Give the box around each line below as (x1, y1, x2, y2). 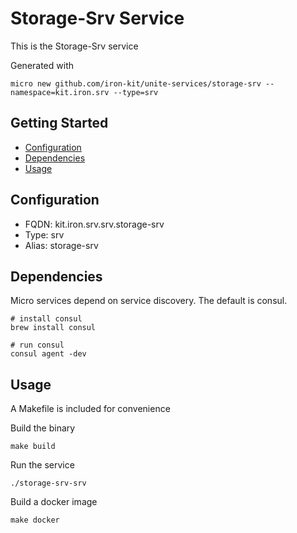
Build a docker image (10, 496, 98, 508)
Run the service (10, 459, 75, 471)
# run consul (10, 340, 65, 351)
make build (10, 442, 56, 452)
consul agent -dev (10, 349, 87, 359)
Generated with (10, 59, 74, 71)
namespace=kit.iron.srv (10, 87, 110, 97)
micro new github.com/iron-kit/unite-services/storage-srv (10, 78, 262, 89)
